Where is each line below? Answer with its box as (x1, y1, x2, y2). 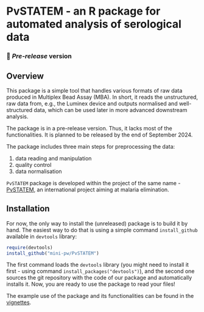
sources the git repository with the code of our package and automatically (6, 274, 192, 282)
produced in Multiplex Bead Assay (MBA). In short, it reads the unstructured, (6, 93, 199, 101)
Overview (6, 71, 44, 81)
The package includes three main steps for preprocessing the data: (6, 143, 175, 150)
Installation (6, 204, 50, 214)
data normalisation (15, 168, 62, 175)
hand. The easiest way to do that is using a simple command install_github (6, 226, 198, 233)
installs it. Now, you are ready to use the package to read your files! (6, 280, 175, 288)
